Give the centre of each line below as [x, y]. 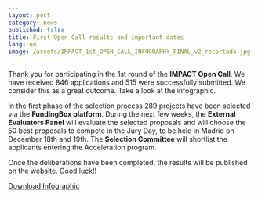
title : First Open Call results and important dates [96, 37]
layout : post [29, 15]
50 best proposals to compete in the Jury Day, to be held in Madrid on [121, 131]
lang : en [22, 45]
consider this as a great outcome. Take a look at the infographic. [112, 90]
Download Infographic [44, 186]
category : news [33, 23]
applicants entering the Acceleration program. [82, 147]
